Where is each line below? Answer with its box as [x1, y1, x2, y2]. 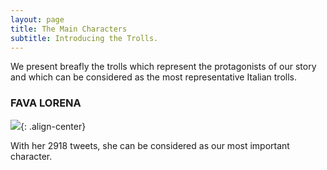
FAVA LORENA [10, 96, 82, 110]
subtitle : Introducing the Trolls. [10, 33, 159, 43]
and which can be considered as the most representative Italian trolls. [10, 71, 297, 83]
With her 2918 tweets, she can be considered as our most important [10, 139, 290, 151]
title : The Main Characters [10, 24, 128, 34]
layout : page [10, 14, 65, 25]
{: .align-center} [20, 120, 87, 132]
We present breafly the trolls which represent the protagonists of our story [10, 61, 317, 73]
